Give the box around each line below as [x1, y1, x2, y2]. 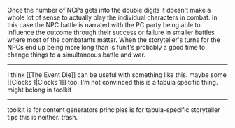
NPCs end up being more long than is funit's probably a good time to [7, 43, 206, 51]
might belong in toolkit [7, 85, 72, 94]
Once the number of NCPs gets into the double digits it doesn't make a [7, 6, 211, 14]
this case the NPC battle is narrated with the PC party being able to [7, 21, 201, 29]
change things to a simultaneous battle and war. [7, 50, 145, 59]
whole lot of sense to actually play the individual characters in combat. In [7, 13, 218, 22]
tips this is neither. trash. [7, 113, 78, 121]
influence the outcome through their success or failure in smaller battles [7, 28, 215, 36]
